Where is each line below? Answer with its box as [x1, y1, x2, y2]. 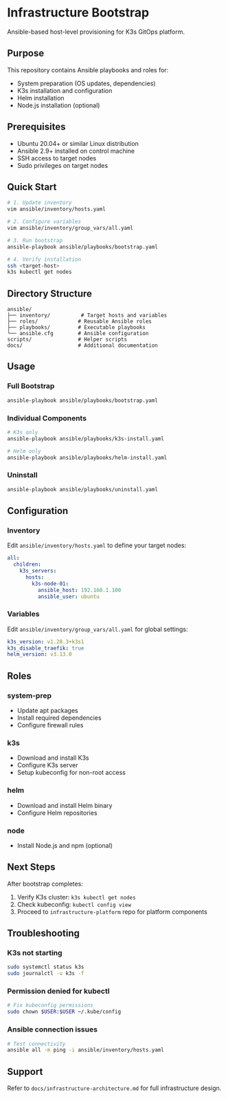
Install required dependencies [16, 714, 102, 722]
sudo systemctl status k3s [7, 963, 84, 971]
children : [13, 561, 41, 568]
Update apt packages [16, 707, 78, 715]
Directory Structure [7, 288, 93, 299]
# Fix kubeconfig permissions [7, 1002, 94, 1009]
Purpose [7, 47, 45, 59]
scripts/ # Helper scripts [7, 336, 128, 343]
